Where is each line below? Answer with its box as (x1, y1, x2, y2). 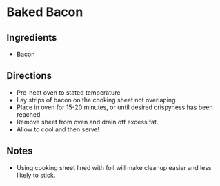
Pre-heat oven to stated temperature (16, 88, 121, 97)
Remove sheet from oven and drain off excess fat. (16, 118, 159, 126)
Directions (6, 70, 52, 82)
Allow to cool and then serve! (16, 125, 100, 133)
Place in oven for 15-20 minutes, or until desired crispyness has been (16, 103, 213, 111)
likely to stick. (16, 171, 56, 179)
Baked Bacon (6, 4, 83, 20)
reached (16, 110, 41, 118)
